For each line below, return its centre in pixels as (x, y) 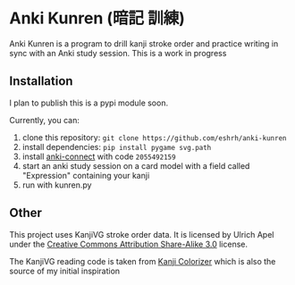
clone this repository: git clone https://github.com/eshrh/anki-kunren (154, 137)
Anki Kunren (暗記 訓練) (97, 18)
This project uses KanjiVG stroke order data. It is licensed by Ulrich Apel (142, 234)
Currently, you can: (45, 120)
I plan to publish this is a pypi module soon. (88, 103)
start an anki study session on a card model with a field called (136, 165)
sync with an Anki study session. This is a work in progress (118, 53)
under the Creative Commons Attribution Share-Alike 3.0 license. (129, 244)
